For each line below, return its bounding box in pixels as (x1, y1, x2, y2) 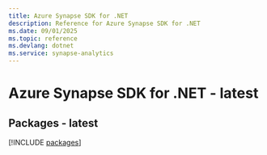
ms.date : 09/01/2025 (8, 27, 78, 35)
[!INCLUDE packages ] (8, 138, 82, 147)
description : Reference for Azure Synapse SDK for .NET (8, 19, 201, 27)
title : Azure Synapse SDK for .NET (8, 11, 129, 20)
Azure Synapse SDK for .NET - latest (8, 84, 259, 103)
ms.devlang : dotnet (8, 42, 74, 50)
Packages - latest (8, 116, 99, 130)
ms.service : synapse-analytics (8, 49, 114, 57)
